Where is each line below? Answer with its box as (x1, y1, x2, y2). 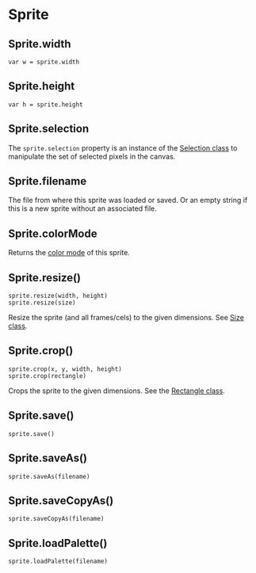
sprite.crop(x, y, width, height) (8, 365, 123, 373)
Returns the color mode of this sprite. (8, 248, 131, 258)
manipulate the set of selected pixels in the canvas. (8, 151, 176, 161)
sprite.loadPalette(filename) (8, 557, 109, 566)
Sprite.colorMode (8, 227, 97, 240)
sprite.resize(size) (8, 299, 77, 307)
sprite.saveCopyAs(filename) (8, 515, 105, 523)
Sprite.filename (8, 174, 87, 188)
